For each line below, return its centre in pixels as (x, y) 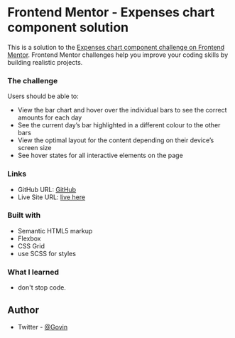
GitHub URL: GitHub (47, 189)
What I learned (33, 272)
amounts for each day (50, 117)
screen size (34, 148)
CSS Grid (31, 245)
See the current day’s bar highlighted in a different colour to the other (119, 125)
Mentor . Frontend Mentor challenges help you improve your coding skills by (118, 55)
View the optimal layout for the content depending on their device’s (116, 140)
